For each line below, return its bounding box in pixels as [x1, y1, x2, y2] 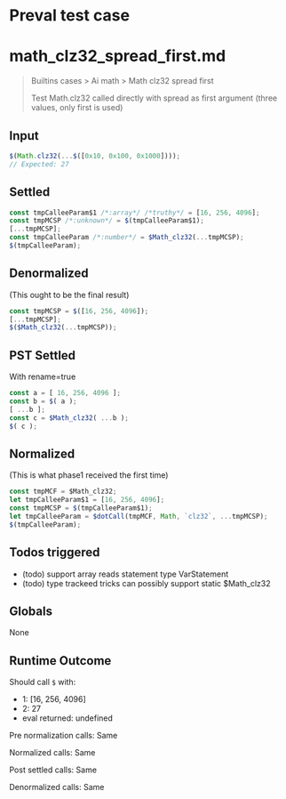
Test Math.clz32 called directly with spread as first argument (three [30, 93, 278, 103]
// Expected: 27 [9, 159, 69, 169]
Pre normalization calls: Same [9, 730, 118, 741]
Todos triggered [9, 545, 100, 561]
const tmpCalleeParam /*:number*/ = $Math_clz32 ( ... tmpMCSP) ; [9, 233, 244, 242]
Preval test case [9, 5, 131, 26]
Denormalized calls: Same [9, 782, 105, 793]
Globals [9, 603, 53, 618]
